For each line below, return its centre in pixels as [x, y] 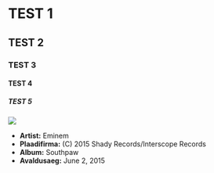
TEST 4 [20, 84]
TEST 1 [31, 14]
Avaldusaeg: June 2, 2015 [62, 160]
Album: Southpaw [49, 153]
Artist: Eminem [44, 136]
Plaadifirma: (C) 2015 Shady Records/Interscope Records [112, 144]
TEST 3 [22, 65]
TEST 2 [26, 43]
